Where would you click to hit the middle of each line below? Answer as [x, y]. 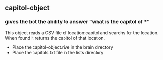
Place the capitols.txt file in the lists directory [58, 52]
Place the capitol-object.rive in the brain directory [63, 47]
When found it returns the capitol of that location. [55, 38]
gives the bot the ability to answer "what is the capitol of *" [78, 22]
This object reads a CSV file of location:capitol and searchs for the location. [82, 32]
